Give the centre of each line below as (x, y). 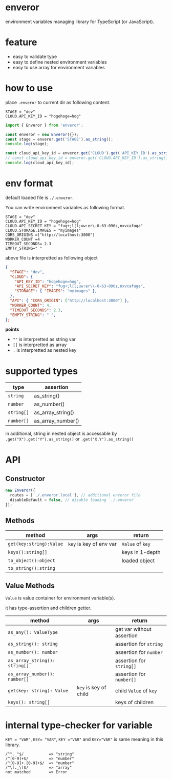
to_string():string (31, 568)
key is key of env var (92, 544)
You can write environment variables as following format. (65, 207)
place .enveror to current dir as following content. (58, 102)
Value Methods (30, 586)
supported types (42, 371)
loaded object (138, 561)
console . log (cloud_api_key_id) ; (40, 163)
